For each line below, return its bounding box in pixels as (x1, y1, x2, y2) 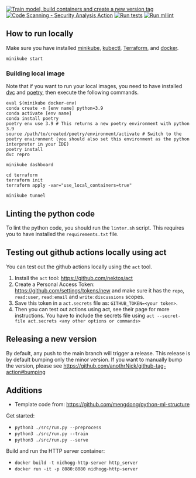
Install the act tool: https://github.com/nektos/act (14, 274, 133, 281)
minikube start (6, 56, 43, 62)
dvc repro (6, 152, 30, 158)
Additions (6, 385, 43, 395)
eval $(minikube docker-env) (6, 100, 77, 106)
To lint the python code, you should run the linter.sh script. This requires (6, 224, 184, 231)
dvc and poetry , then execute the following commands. (6, 89, 139, 96)
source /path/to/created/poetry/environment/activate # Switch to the (6, 131, 182, 137)
